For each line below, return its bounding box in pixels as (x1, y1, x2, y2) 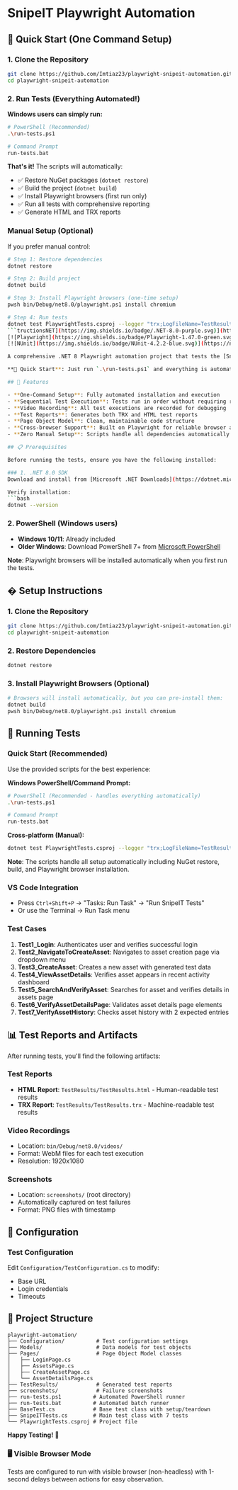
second (7, 1475, 30, 1484)
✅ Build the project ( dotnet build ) (17, 184, 118, 193)
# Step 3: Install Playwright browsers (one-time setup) (7, 295, 179, 302)
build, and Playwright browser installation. (7, 865, 130, 874)
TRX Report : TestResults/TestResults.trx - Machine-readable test (17, 1100, 215, 1109)
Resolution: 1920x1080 (17, 1156, 84, 1166)
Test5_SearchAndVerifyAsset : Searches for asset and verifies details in (17, 985, 229, 994)
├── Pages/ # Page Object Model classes (7, 1350, 182, 1357)
